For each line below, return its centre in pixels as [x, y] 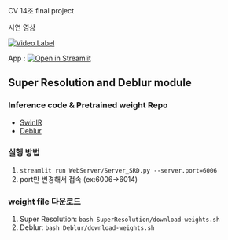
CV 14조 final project [41, 11]
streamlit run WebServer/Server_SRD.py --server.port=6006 [118, 170]
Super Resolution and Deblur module [100, 83]
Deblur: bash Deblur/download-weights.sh [87, 227]
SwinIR [31, 122]
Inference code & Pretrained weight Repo [88, 105]
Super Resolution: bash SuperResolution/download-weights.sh [120, 219]
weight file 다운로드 [44, 202]
